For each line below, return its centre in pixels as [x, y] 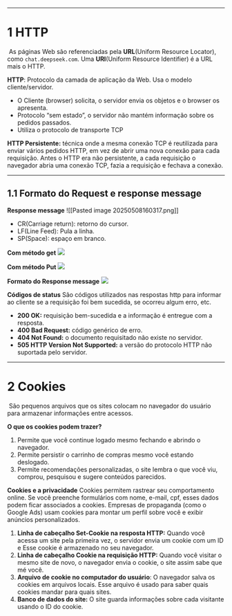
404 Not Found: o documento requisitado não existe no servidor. [110, 337]
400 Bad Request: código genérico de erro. [80, 330]
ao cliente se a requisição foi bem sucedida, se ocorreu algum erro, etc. [109, 302]
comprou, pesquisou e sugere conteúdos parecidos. [92, 477]
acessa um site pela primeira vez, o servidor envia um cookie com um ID [120, 540]
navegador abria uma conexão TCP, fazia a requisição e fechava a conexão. [115, 165]
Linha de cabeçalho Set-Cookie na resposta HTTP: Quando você [111, 533]
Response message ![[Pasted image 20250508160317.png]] [93, 210]
